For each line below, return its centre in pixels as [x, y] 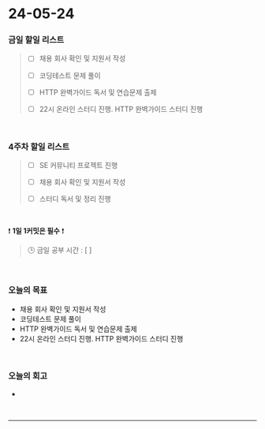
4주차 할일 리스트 [39, 147]
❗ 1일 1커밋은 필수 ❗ [36, 231]
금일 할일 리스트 [36, 40]
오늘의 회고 [28, 376]
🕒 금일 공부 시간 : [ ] [60, 250]
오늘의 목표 [28, 290]
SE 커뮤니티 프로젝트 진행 [78, 166]
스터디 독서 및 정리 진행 [75, 199]
